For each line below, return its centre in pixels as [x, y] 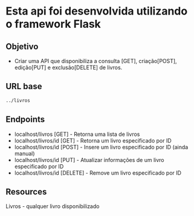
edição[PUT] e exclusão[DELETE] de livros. [68, 67]
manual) [24, 154]
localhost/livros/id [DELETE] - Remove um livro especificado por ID [98, 173]
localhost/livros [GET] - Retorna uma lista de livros [77, 134]
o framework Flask [53, 24]
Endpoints [25, 120]
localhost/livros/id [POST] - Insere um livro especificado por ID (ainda [101, 147]
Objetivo [22, 46]
